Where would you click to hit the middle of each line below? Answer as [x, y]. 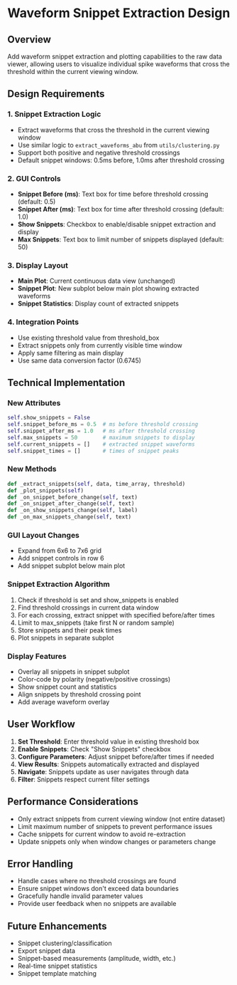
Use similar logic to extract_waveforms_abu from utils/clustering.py [118, 145]
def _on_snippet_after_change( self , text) [71, 504]
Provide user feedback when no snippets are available [97, 904]
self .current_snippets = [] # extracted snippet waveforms [101, 444]
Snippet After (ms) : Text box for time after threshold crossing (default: [121, 209]
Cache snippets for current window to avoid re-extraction [101, 834]
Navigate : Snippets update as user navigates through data [103, 771]
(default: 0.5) [37, 202]
